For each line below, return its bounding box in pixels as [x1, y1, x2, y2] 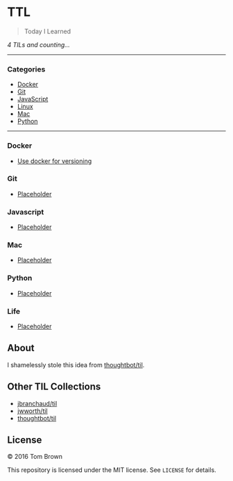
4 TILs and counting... [7, 40, 71, 49]
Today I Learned [24, 27, 71, 35]
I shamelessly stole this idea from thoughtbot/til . [7, 360, 145, 369]
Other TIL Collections [7, 381, 101, 393]
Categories [7, 64, 46, 74]
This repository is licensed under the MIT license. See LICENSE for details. [7, 466, 216, 474]
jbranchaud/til [17, 399, 58, 407]
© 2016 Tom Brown [7, 453, 63, 461]
